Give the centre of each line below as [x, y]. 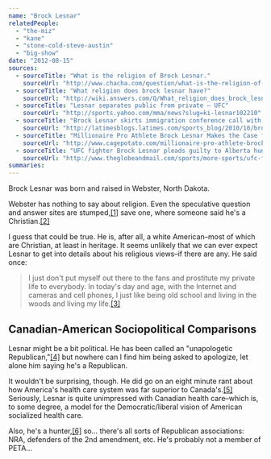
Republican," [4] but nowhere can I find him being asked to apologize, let [128, 357]
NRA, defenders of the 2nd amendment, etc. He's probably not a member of [135, 439]
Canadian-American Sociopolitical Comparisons [132, 329]
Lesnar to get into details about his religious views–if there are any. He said [133, 254]
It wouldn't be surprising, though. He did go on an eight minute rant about [131, 381]
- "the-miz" [36, 31]
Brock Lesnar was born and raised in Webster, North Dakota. [109, 188]
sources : [23, 68]
